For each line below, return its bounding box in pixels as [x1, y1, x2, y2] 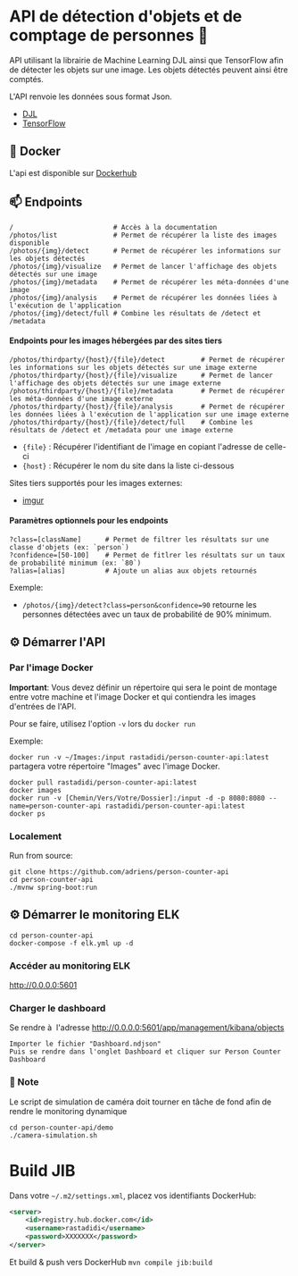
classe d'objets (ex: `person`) [9, 542, 129, 551]
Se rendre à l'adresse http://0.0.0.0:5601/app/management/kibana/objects [9, 1022, 285, 1033]
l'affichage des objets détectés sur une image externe [9, 378, 221, 388]
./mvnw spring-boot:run [9, 883, 98, 892]
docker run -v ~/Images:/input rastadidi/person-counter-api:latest [9, 752, 269, 761]
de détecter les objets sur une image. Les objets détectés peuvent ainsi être [9, 64, 288, 75]
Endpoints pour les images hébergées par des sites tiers [9, 335, 223, 346]
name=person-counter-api [9, 802, 102, 810]
